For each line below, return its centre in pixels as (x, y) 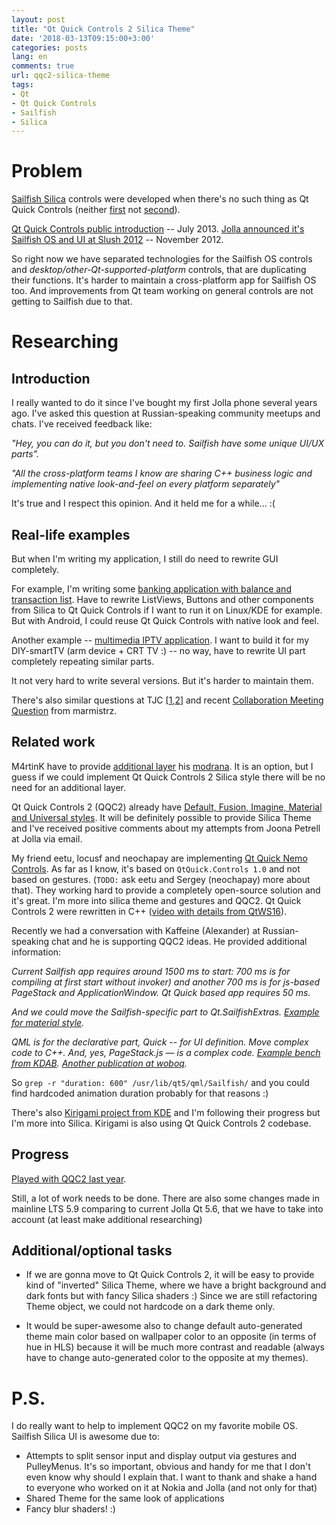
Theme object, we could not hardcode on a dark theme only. (150, 1307)
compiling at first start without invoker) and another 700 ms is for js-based (166, 982)
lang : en (29, 57)
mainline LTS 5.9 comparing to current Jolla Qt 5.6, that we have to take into (167, 1208)
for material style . (48, 1022)
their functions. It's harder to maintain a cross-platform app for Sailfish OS (164, 280)
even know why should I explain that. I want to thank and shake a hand (171, 1477)
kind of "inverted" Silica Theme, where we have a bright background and (176, 1285)
